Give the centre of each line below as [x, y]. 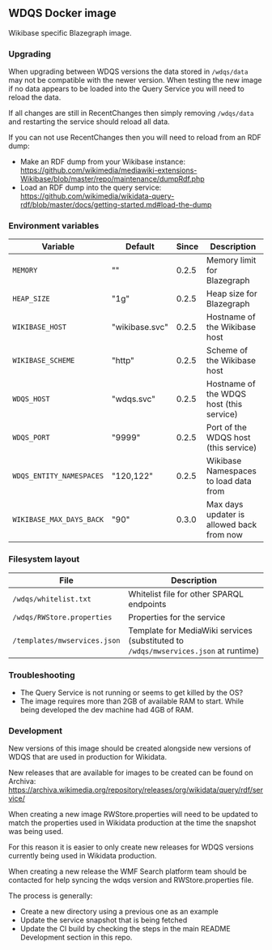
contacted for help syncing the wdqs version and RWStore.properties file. [131, 880]
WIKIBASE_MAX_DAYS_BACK [58, 520]
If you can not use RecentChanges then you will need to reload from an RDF [135, 138]
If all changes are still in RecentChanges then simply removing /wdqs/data [131, 113]
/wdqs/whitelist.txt [52, 599]
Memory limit [231, 260]
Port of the [226, 427]
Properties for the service [177, 617]
